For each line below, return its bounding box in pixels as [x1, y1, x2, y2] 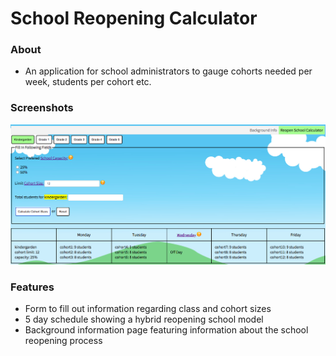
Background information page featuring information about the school [24, 324, 309, 336]
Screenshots [10, 101, 74, 115]
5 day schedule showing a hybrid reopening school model [24, 313, 264, 326]
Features [10, 280, 55, 294]
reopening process [24, 335, 103, 347]
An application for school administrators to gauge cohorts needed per [24, 65, 313, 77]
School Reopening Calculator [10, 7, 258, 30]
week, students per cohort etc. [24, 76, 152, 88]
